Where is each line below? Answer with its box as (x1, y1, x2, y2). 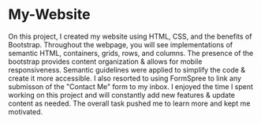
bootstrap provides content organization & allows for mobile (8, 57, 203, 66)
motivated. (8, 106, 43, 116)
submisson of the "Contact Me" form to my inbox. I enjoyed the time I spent (8, 81, 254, 91)
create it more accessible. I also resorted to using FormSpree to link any (8, 73, 242, 83)
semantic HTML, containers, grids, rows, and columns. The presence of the (8, 48, 254, 58)
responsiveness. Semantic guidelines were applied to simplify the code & (8, 65, 246, 74)
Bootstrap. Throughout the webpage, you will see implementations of (8, 39, 233, 49)
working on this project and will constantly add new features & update (8, 90, 235, 99)
